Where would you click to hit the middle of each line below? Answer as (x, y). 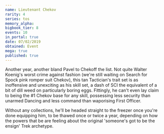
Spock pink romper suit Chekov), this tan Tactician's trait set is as (72, 80)
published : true (22, 55)
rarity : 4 (15, 14)
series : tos (17, 19)
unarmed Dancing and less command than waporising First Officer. (73, 101)
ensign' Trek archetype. (29, 126)
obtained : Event (22, 46)
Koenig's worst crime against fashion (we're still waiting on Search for (76, 75)
